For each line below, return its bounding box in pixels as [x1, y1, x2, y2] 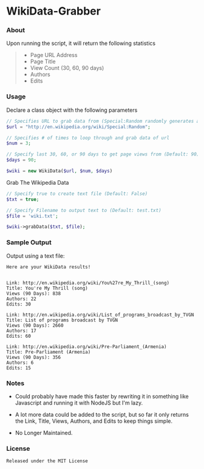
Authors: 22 [6, 296, 36, 302]
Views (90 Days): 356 [6, 354, 61, 360]
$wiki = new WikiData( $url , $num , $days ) [6, 168, 113, 174]
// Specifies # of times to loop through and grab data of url [6, 135, 170, 141]
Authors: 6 [6, 360, 34, 366]
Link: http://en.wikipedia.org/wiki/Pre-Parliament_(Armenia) [6, 343, 167, 350]
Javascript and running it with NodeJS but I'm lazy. [15, 399, 143, 406]
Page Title [30, 58, 56, 65]
